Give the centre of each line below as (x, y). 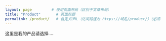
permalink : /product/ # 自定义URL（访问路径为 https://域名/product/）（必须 (83, 19)
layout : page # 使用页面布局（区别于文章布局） (58, 10)
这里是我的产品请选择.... (29, 34)
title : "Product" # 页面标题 (40, 14)
